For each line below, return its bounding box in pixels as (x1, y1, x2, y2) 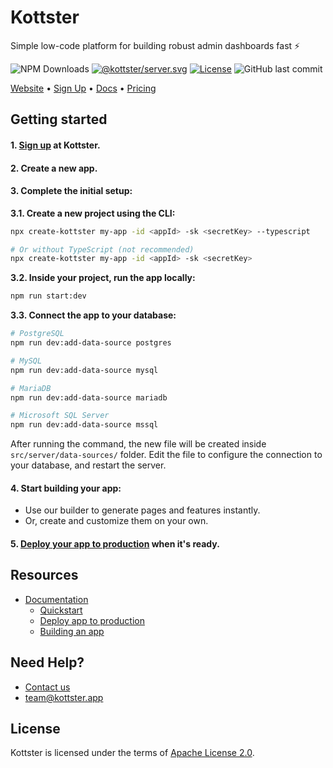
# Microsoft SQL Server (10, 411, 110, 421)
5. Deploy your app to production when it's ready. (10, 538, 220, 550)
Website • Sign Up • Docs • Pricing (10, 82, 157, 94)
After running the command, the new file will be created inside (10, 438, 267, 450)
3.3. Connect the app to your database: (10, 309, 177, 321)
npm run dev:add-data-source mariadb (10, 392, 168, 403)
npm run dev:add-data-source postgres (10, 338, 172, 348)
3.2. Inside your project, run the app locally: (10, 272, 196, 284)
